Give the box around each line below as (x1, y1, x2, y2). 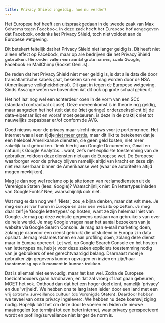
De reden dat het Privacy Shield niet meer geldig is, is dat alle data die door (5, 71, 158, 77)
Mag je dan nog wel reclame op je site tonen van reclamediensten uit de (5, 178, 151, 184)
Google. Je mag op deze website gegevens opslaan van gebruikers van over (5, 213, 160, 219)
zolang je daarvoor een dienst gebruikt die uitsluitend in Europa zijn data (5, 229, 152, 235)
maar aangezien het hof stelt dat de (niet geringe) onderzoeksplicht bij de (5, 107, 154, 113)
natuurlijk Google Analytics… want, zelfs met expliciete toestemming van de (5, 147, 159, 153)
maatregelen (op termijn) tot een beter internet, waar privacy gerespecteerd (5, 307, 159, 313)
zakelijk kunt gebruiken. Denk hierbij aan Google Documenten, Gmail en (5, 142, 150, 148)
